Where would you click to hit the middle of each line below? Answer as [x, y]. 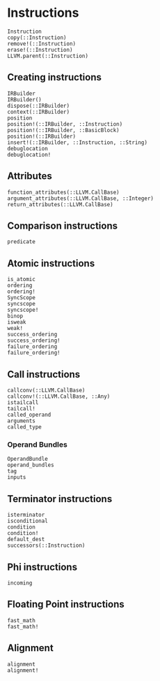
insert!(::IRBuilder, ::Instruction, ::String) [78, 142]
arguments [22, 421]
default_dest [26, 540]
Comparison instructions [63, 225]
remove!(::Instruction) [42, 43]
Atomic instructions [51, 263]
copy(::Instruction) [37, 37]
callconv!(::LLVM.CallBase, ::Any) [59, 396]
